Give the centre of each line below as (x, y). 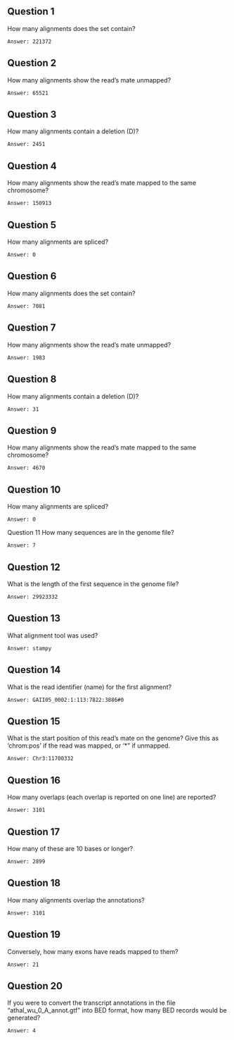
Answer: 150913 (30, 204)
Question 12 (34, 567)
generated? (24, 1018)
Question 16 (34, 780)
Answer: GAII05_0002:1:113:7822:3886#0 (66, 700)
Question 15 (34, 721)
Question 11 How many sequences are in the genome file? (91, 533)
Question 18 (34, 883)
